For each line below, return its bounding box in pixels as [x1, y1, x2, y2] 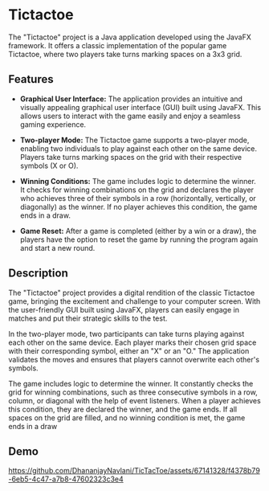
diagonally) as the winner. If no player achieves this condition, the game [19, 202, 258, 211]
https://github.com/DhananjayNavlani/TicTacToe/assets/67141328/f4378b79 [8, 466, 261, 476]
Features [8, 72, 54, 86]
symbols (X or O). [19, 161, 79, 170]
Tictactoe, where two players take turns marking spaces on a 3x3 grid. [8, 49, 243, 59]
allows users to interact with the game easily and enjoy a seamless [19, 111, 241, 121]
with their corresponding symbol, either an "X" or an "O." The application [8, 346, 250, 355]
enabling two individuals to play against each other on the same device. [19, 143, 258, 153]
